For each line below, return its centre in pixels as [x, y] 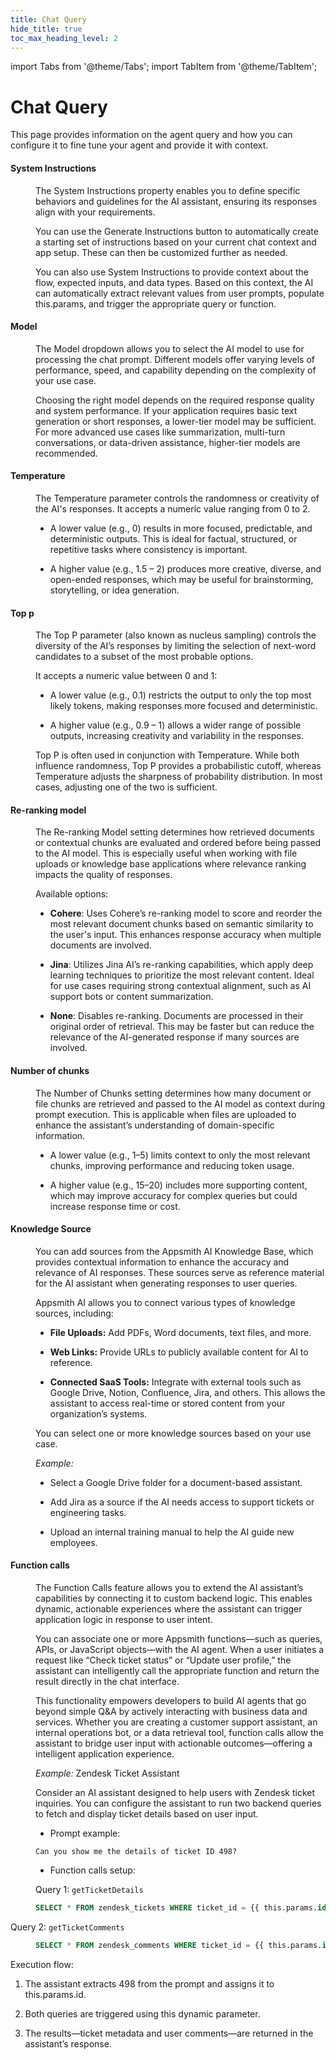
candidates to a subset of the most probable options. [144, 657]
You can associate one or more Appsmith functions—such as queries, [179, 1638]
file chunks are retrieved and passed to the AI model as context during [180, 1103]
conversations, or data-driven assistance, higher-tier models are [168, 442]
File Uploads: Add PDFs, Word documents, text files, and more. [180, 1332]
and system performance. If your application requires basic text [166, 410]
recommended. [66, 453]
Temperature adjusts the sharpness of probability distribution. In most [179, 777]
